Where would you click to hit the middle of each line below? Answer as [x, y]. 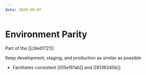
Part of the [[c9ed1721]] [30, 48]
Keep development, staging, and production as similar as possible [73, 58]
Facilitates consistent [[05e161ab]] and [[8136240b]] [66, 67]
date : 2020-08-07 [23, 10]
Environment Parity [46, 34]
